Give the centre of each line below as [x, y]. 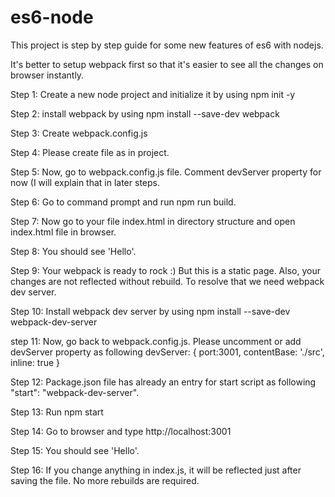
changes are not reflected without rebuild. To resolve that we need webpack [167, 281]
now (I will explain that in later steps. [85, 182]
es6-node [52, 17]
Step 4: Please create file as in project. [90, 152]
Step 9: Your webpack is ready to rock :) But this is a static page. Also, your [165, 270]
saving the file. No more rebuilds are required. [105, 480]
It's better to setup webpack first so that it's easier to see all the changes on [167, 64]
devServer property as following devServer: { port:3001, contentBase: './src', [167, 352]
